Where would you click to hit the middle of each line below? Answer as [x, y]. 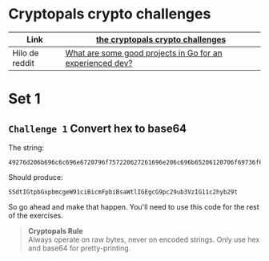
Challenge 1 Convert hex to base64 [98, 128]
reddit [23, 63]
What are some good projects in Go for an [144, 53]
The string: [26, 147]
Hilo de [26, 53]
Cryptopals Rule [55, 230]
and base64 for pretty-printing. [79, 248]
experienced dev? [99, 63]
